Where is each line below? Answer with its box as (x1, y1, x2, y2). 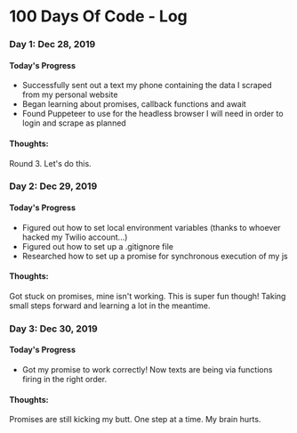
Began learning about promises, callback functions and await (21, 99, 246, 110)
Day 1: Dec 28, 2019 (9, 38, 96, 51)
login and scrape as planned (21, 118, 126, 128)
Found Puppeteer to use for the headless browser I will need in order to (21, 109, 284, 119)
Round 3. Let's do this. (9, 158, 92, 168)
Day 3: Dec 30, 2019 (9, 323, 98, 335)
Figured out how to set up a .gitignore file (21, 241, 173, 251)
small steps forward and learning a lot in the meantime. (9, 300, 211, 311)
